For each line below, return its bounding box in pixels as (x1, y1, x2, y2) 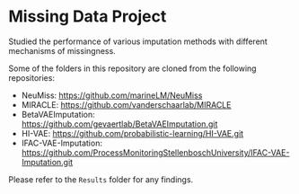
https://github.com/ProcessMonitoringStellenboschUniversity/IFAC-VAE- (21, 146, 290, 158)
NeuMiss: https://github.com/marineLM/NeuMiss (21, 90, 203, 101)
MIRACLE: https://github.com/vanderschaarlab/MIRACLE (21, 99, 232, 110)
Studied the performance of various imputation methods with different (8, 36, 268, 47)
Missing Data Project (8, 6, 167, 27)
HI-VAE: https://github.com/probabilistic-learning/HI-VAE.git (21, 128, 244, 138)
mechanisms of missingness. (8, 45, 116, 56)
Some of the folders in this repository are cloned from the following (8, 63, 257, 74)
